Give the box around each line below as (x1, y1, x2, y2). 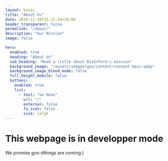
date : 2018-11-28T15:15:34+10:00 (5, 17, 76, 22)
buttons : (10, 78, 28, 83)
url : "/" (23, 97, 42, 102)
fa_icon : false (23, 106, 56, 112)
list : (14, 87, 26, 92)
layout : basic (5, 7, 35, 13)
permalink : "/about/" (5, 26, 51, 31)
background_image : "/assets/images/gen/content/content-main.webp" (10, 64, 155, 69)
